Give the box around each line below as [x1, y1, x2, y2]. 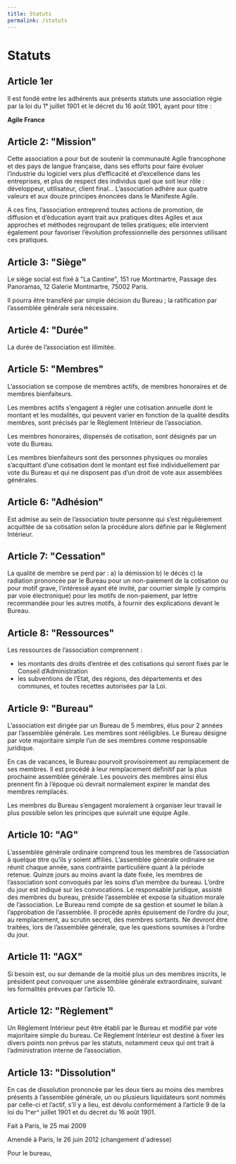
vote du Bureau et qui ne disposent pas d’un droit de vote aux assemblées [7, 468, 223, 477]
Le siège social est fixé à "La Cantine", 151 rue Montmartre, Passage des [7, 275, 217, 283]
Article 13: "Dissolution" [7, 1067, 116, 1079]
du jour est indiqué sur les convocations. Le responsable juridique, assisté [7, 885, 223, 893]
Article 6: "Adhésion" [7, 496, 104, 509]
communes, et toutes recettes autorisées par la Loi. [17, 682, 167, 691]
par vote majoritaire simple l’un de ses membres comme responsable [7, 736, 208, 744]
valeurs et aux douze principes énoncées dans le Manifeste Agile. [7, 192, 199, 201]
